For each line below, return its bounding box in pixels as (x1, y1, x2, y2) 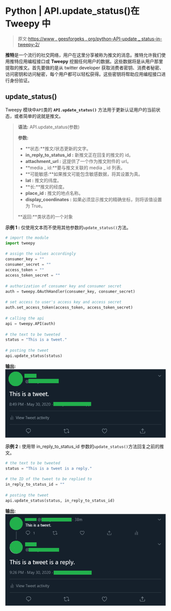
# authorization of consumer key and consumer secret (5, 284, 122, 289)
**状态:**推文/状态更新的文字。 (25, 145, 91, 151)
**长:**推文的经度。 (25, 183, 67, 189)
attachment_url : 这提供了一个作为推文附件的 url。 (25, 158, 132, 164)
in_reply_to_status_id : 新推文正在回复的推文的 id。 (25, 152, 134, 158)
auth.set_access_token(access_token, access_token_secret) (5, 305, 133, 310)
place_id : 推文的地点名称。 (25, 190, 83, 196)
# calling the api (5, 316, 44, 321)
